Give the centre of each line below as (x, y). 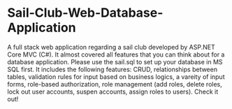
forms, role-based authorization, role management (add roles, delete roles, (115, 84)
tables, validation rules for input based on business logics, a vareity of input (116, 77)
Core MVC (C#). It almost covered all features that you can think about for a (116, 54)
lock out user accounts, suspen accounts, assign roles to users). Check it (113, 92)
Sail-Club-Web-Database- (85, 13)
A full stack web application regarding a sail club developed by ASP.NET (111, 47)
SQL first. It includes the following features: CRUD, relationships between (113, 69)
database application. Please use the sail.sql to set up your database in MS (115, 61)
